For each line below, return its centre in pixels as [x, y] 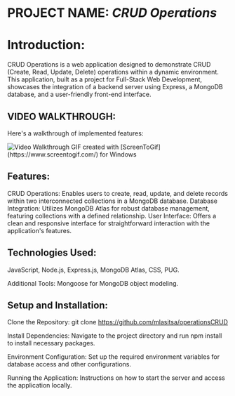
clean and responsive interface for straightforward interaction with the [109, 223]
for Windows [118, 154]
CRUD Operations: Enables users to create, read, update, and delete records [117, 193]
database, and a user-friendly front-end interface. [80, 94]
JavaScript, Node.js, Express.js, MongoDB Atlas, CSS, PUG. [94, 270]
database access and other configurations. [69, 364]
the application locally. [40, 385]
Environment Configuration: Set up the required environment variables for [113, 357]
